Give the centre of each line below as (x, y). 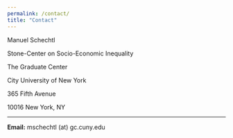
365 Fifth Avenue (32, 94)
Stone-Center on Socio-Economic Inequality (70, 53)
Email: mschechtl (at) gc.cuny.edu (56, 127)
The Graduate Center (37, 67)
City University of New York (47, 80)
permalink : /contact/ (38, 14)
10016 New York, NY (36, 107)
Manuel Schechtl (31, 40)
